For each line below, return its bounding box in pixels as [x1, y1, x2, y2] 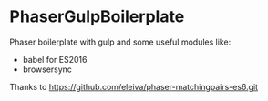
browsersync [22, 64, 73, 75]
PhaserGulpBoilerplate [9, 6, 185, 27]
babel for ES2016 [22, 54, 88, 65]
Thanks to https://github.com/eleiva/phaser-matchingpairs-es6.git [9, 81, 258, 92]
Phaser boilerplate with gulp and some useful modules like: [9, 36, 232, 47]
